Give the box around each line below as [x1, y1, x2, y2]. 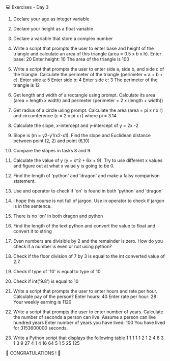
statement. [13, 178, 36, 184]
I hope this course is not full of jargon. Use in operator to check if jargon [13, 198, 164, 204]
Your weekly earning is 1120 [13, 299, 72, 305]
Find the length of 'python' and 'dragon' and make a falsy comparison [13, 173, 160, 179]
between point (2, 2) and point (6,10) [13, 138, 90, 144]
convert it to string [13, 228, 52, 234]
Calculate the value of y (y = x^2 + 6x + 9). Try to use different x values [13, 157, 163, 163]
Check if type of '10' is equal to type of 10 [13, 269, 101, 274]
